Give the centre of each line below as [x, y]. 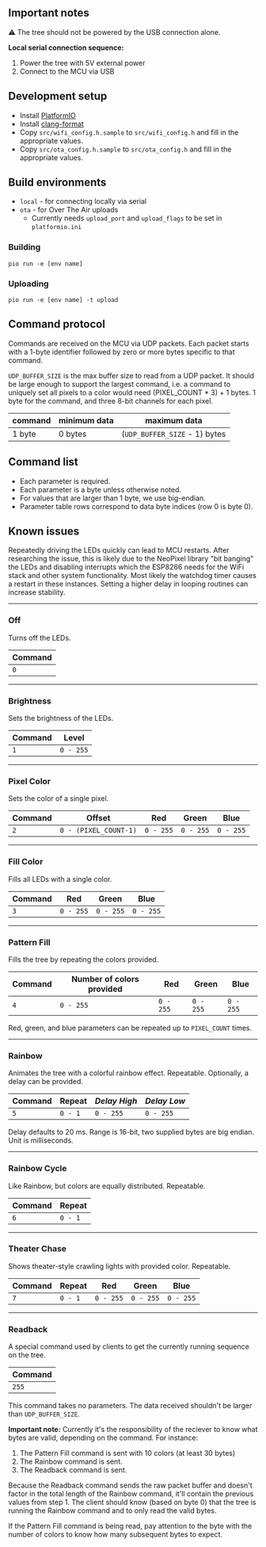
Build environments [57, 183]
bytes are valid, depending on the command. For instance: [103, 1438]
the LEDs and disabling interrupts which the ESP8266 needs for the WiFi [126, 567]
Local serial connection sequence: [66, 48]
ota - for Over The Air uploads [69, 210]
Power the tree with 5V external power [82, 63]
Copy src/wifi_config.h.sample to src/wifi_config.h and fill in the [129, 132]
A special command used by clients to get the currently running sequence [129, 1346]
